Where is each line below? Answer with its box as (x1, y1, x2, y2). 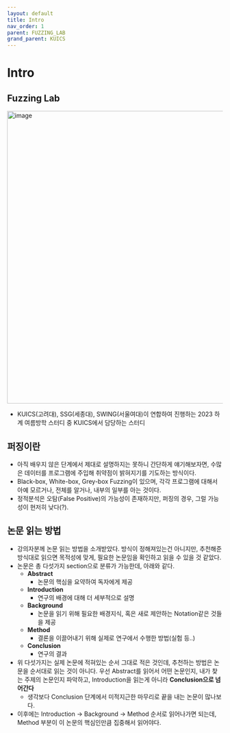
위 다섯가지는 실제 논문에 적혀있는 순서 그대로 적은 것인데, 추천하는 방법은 (16, 658, 213, 666)
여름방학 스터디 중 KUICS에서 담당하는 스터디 (24, 419, 146, 427)
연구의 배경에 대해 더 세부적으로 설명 (37, 593, 135, 601)
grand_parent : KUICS (7, 36, 66, 43)
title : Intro (7, 16, 44, 23)
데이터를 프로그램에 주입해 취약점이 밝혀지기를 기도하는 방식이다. (24, 468, 196, 477)
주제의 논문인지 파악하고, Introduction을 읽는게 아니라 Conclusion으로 (24, 675, 214, 684)
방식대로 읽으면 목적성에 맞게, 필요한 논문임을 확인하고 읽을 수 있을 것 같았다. (16, 553, 222, 561)
